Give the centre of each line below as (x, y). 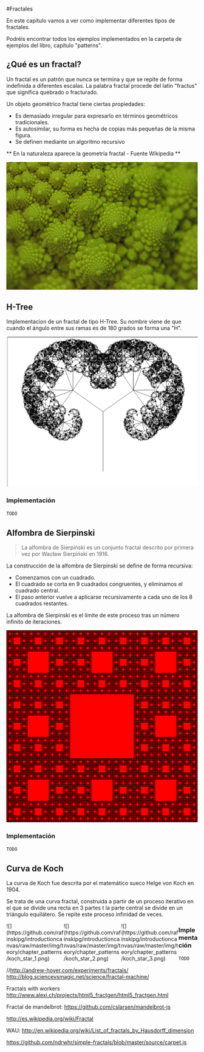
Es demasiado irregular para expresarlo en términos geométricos (96, 116)
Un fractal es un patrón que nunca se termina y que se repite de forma (94, 79)
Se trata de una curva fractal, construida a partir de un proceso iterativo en (100, 901)
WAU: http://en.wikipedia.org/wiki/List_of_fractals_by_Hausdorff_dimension (100, 1031)
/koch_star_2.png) (86, 959)
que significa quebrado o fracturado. (52, 92)
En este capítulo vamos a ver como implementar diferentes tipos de (91, 20)
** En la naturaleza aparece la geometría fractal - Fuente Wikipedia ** (93, 153)
